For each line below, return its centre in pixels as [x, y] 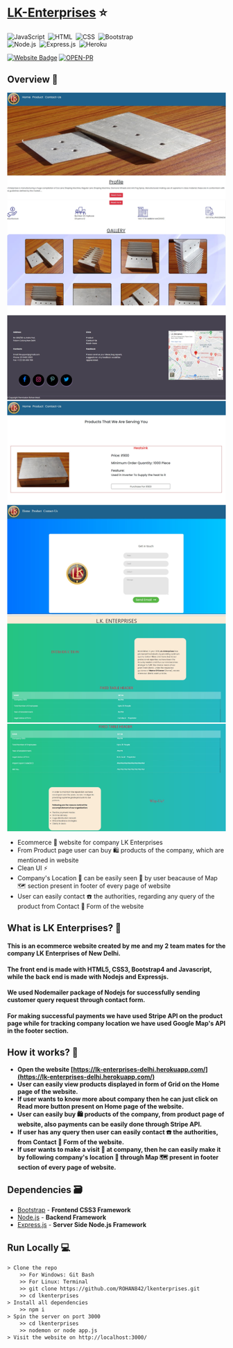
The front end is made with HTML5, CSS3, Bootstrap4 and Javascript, [110, 969]
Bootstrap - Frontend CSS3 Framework [74, 1210]
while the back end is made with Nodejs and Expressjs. [88, 976]
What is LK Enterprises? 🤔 [64, 928]
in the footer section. [38, 1031]
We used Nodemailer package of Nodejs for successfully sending [104, 992]
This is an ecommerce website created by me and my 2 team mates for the [116, 946]
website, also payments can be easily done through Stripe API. [110, 1124]
